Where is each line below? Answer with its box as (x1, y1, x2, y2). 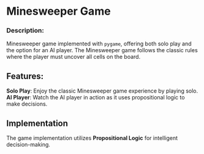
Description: (6, 26, 44, 35)
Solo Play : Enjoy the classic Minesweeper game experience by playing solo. (6, 87, 198, 94)
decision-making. (6, 141, 51, 148)
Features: (6, 71, 44, 81)
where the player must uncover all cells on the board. (6, 53, 141, 61)
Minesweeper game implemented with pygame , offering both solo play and (6, 40, 192, 47)
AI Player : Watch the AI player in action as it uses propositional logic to (6, 94, 185, 101)
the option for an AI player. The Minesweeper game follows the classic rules (6, 47, 198, 54)
